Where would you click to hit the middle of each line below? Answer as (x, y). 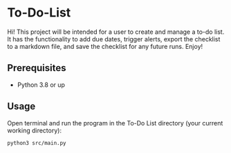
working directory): (35, 130)
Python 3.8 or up (41, 85)
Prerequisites (37, 68)
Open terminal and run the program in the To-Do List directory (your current (115, 123)
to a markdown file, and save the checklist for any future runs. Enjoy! (105, 46)
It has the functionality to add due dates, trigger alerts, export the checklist (114, 39)
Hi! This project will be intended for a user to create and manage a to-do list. (116, 32)
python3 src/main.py (37, 143)
